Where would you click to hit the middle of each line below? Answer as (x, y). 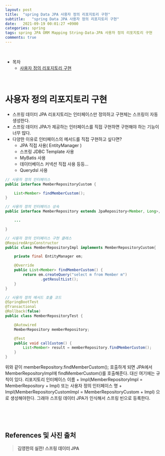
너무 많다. (22, 133)
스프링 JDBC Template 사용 (47, 152)
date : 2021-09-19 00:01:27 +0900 (42, 24)
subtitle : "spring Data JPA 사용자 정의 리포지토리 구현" (62, 19)
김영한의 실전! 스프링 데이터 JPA (48, 448)
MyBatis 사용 (33, 157)
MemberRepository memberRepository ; (52, 329)
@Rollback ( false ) (23, 311)
